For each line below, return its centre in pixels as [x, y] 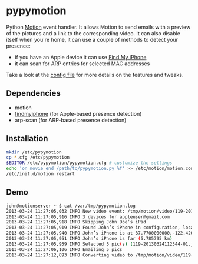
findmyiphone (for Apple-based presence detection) [78, 113]
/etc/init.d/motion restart [41, 174]
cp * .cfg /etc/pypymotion [38, 158]
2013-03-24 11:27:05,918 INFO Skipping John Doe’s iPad [76, 222]
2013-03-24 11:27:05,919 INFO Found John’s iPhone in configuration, [93, 228]
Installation [27, 138]
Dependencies [33, 93]
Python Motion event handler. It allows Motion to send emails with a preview [98, 27]
